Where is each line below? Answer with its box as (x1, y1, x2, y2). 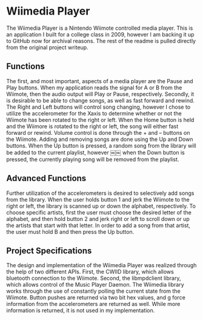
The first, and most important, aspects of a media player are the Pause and (6, 77, 193, 84)
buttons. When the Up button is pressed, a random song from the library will (6, 141, 196, 149)
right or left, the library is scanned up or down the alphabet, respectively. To (6, 202, 196, 209)
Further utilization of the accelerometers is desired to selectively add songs (6, 189, 195, 197)
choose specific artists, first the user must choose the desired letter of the (6, 208, 192, 216)
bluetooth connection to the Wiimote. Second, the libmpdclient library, (6, 274, 181, 282)
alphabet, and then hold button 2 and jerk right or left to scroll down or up (6, 215, 190, 222)
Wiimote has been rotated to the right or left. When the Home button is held (6, 116, 195, 123)
